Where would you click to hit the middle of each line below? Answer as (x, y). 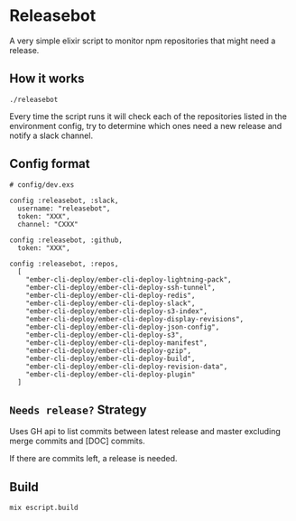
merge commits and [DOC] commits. (78, 441)
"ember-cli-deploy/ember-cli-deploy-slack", (111, 303)
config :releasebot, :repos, (64, 264)
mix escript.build (44, 508)
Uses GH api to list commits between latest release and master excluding (145, 432)
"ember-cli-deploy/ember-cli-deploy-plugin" (111, 374)
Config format (50, 164)
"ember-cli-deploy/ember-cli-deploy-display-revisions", (135, 319)
